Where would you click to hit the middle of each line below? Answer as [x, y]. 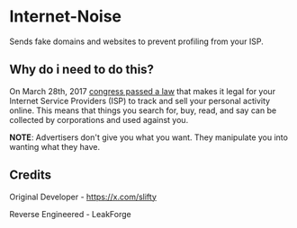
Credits [31, 175]
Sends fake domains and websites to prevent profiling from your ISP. [136, 41]
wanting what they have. [55, 146]
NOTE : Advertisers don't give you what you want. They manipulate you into [148, 137]
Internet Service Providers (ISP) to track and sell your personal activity [140, 101]
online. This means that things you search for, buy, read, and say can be [143, 110]
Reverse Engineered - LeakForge [71, 214]
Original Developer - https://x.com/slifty [83, 197]
